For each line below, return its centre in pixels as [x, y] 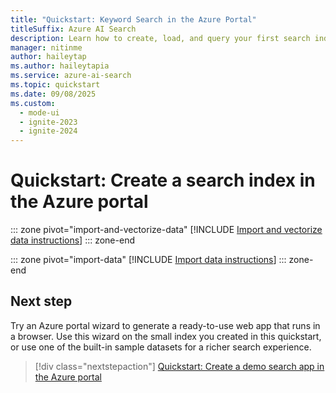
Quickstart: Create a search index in [163, 180]
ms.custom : [33, 103]
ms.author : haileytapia [60, 66]
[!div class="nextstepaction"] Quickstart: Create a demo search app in [179, 366]
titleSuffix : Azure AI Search [73, 29]
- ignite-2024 [48, 131]
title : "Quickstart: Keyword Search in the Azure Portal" [133, 19]
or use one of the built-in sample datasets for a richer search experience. [161, 347]
